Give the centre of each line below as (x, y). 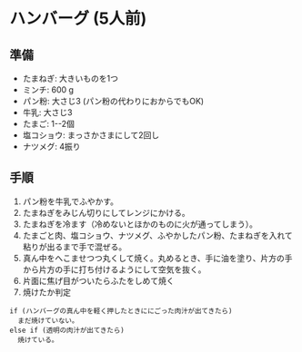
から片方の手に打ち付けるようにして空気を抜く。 (114, 269)
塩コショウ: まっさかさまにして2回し (91, 135)
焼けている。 (38, 340)
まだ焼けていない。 (48, 320)
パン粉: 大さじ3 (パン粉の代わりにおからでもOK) (113, 101)
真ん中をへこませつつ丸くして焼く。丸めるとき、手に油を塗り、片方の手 (157, 258)
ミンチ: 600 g (48, 90)
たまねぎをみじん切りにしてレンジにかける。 (106, 212)
